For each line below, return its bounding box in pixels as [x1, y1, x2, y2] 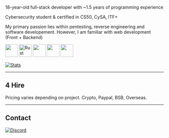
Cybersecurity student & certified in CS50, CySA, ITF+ [5, 14, 118, 20]
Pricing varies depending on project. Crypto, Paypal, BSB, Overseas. [5, 94, 147, 100]
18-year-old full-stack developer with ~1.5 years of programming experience [5, 5, 163, 10]
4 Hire [5, 81, 25, 90]
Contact [5, 114, 31, 122]
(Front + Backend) [5, 35, 43, 40]
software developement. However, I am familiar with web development [5, 29, 151, 35]
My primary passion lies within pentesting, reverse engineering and [5, 24, 145, 30]
